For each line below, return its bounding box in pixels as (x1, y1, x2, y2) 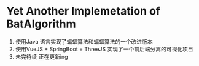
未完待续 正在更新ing (15, 53, 68, 60)
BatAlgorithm (6, 17, 76, 31)
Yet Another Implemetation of (6, 4, 161, 18)
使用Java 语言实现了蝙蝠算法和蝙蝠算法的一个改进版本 (15, 38, 154, 45)
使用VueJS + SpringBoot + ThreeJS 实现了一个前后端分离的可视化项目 (15, 45, 193, 53)
